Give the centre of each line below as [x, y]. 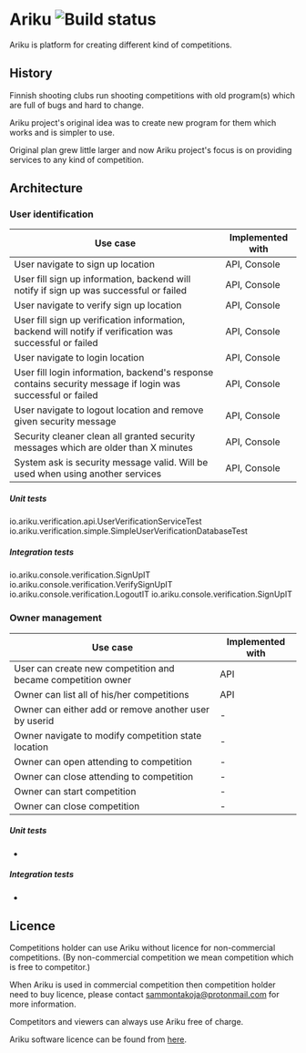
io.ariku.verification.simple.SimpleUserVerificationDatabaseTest [129, 531]
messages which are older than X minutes [104, 448]
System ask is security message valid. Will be [111, 463]
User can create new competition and [94, 668]
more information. [43, 1004]
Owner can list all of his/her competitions [102, 694]
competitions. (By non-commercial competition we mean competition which [152, 957]
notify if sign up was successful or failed [101, 291]
